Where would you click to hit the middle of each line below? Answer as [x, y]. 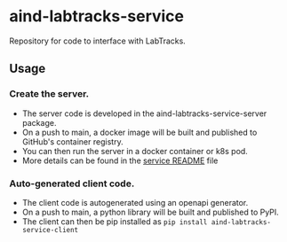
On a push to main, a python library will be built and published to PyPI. [151, 212]
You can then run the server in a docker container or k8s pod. [135, 151]
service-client [50, 230]
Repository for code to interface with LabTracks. [98, 41]
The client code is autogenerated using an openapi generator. [135, 202]
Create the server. [49, 94]
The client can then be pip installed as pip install [115, 221]
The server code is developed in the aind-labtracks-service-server [144, 113]
